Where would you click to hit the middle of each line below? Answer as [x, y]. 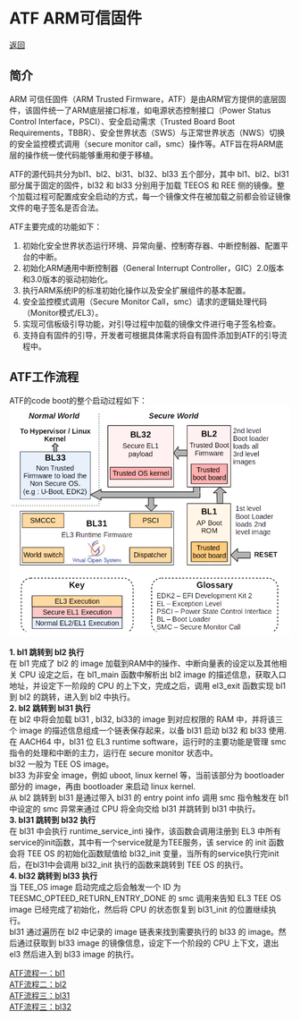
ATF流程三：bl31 [40, 995]
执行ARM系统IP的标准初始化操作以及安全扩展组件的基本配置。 [136, 290]
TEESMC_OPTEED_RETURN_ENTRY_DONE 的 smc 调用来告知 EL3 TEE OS [145, 898]
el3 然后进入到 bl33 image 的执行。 [74, 954]
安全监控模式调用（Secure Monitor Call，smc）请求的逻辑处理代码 [145, 302]
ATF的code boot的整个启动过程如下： [78, 400]
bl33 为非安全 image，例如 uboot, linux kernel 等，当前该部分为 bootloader [147, 775]
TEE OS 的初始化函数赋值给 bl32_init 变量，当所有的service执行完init [153, 853]
